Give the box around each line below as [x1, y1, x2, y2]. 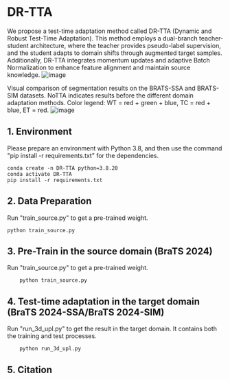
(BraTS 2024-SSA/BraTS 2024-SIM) [7, 306, 165, 318]
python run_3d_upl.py [19, 345, 81, 353]
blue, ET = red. [7, 106, 49, 114]
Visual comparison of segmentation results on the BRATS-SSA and [7, 84, 196, 92]
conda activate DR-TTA [7, 170, 72, 177]
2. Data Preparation [7, 195, 92, 207]
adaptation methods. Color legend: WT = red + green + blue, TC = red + [7, 98, 211, 107]
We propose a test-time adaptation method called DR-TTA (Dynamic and [7, 27, 212, 35]
